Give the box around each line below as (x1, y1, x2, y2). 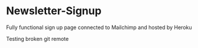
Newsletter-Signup (6, 4, 102, 18)
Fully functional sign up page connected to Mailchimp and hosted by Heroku (6, 24, 192, 31)
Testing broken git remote (6, 35, 69, 42)
